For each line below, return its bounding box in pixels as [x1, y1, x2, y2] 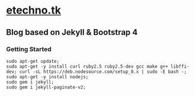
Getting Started [6, 45, 52, 53]
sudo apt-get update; [6, 58, 60, 64]
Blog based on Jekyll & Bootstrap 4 [6, 27, 138, 37]
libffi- [170, 63, 190, 69]
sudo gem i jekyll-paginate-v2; [6, 84, 86, 90]
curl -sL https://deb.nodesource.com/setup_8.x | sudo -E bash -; [19, 69, 187, 75]
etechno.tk [6, 4, 61, 17]
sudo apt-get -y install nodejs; [6, 73, 89, 80]
